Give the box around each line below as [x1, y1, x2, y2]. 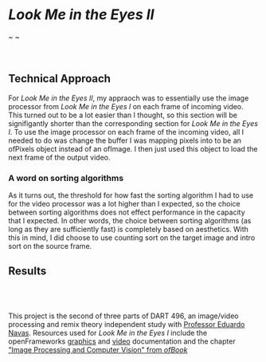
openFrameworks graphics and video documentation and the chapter [8, 336, 237, 346]
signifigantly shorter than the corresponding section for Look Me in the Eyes [8, 118, 259, 128]
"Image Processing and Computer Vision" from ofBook [8, 344, 188, 354]
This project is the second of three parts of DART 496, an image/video [8, 311, 239, 321]
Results [8, 265, 47, 278]
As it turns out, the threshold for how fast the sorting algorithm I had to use [8, 191, 254, 200]
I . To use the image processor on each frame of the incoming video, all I [8, 127, 244, 136]
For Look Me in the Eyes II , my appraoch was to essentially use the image [8, 93, 249, 103]
